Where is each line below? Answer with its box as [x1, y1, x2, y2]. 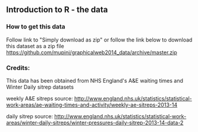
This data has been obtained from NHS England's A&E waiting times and [6, 77, 183, 84]
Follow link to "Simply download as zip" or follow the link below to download [6, 36, 193, 43]
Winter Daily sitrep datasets [6, 83, 74, 90]
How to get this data [6, 23, 65, 31]
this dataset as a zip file [6, 42, 64, 49]
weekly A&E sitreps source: [6, 95, 73, 102]
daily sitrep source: [6, 112, 54, 120]
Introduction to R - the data [6, 5, 108, 15]
